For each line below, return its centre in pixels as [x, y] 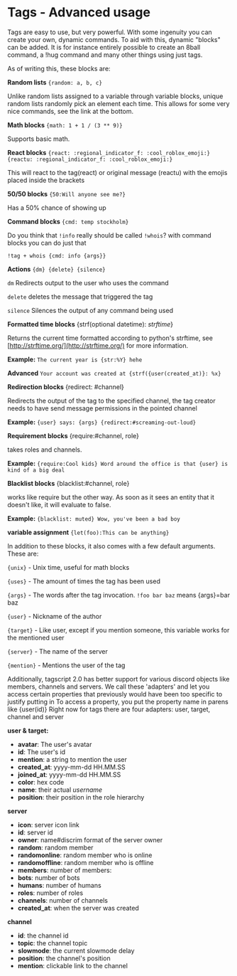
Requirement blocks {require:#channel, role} [73, 435]
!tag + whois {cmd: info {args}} [57, 256]
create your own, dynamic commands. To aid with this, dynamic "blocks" [114, 39]
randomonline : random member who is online [85, 855]
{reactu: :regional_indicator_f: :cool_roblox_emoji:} [90, 159]
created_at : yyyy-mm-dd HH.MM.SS [71, 767]
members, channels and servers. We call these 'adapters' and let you [109, 686]
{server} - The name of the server [58, 651]
